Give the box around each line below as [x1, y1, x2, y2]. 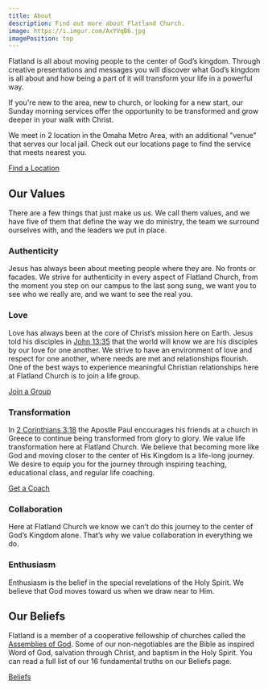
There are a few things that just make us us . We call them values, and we [8, 208, 250, 218]
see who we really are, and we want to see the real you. [8, 290, 193, 299]
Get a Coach [8, 483, 50, 493]
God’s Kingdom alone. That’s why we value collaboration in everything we [8, 530, 254, 541]
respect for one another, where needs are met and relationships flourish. [8, 353, 249, 363]
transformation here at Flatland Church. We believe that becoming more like [8, 441, 260, 452]
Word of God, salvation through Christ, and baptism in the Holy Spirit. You [8, 648, 253, 658]
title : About [8, 11, 52, 20]
